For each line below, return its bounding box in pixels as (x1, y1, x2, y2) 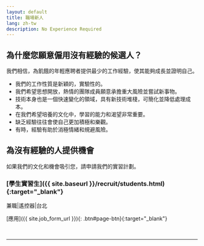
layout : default (6, 9, 47, 15)
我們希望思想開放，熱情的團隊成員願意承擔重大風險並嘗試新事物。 (15, 88, 180, 95)
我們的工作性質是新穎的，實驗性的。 (15, 80, 106, 88)
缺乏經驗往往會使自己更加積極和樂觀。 (15, 118, 111, 125)
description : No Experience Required (6, 26, 102, 32)
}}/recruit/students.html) (89, 179, 165, 188)
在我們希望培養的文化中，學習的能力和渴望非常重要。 (15, 111, 149, 118)
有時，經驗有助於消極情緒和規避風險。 (15, 126, 111, 133)
